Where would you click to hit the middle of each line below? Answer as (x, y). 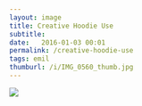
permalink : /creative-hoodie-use (71, 51)
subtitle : (28, 34)
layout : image (36, 17)
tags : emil (29, 59)
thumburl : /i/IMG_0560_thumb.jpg (71, 68)
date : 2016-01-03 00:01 (57, 42)
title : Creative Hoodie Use (62, 26)
